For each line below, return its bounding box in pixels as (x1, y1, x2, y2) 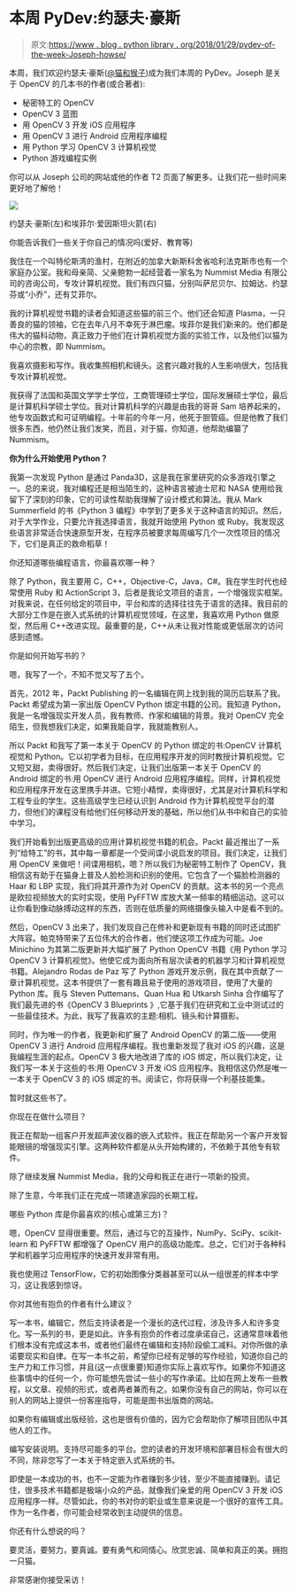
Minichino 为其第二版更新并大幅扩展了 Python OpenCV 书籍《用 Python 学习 (9, 943, 287, 954)
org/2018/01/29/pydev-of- (180, 39, 276, 50)
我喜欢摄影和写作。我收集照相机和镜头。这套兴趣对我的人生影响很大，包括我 (9, 360, 288, 371)
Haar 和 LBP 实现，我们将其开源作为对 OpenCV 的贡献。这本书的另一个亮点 (9, 880, 285, 891)
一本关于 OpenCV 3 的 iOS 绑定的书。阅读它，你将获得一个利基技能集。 (9, 1074, 270, 1084)
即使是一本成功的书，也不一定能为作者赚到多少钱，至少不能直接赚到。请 (9, 1473, 272, 1484)
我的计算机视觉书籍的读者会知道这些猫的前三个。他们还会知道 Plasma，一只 (9, 308, 286, 318)
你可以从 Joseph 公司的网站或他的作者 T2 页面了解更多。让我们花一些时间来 (9, 171, 287, 182)
